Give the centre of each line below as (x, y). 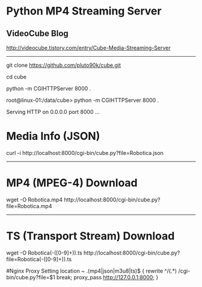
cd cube (17, 77)
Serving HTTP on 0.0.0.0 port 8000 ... (53, 112)
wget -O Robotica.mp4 (35, 200)
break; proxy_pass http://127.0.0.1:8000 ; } (107, 277)
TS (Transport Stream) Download (90, 236)
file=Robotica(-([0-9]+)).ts (39, 259)
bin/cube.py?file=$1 (31, 277)
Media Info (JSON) (53, 136)
